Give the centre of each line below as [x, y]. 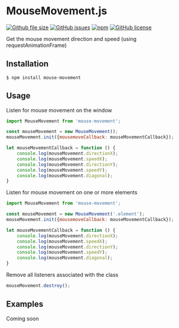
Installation [27, 64]
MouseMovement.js [57, 11]
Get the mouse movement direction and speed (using [71, 39]
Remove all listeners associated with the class [62, 275]
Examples [25, 304]
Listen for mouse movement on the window [59, 110]
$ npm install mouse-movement [44, 78]
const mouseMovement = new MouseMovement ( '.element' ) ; [76, 214]
